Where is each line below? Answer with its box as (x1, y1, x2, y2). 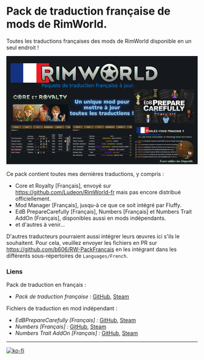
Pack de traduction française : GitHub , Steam (15, 292, 129, 300)
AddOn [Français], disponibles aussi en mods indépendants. (15, 214, 166, 222)
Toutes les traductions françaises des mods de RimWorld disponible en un (6, 37, 192, 44)
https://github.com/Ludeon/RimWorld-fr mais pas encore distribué (15, 188, 181, 196)
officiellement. (15, 195, 52, 202)
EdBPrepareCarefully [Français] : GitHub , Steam (15, 316, 137, 323)
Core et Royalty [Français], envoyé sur (15, 182, 111, 189)
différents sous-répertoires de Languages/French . (6, 252, 129, 259)
